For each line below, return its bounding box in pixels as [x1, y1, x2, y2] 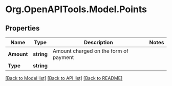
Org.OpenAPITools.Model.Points [5, 4, 147, 15]
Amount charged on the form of [52, 47, 129, 54]
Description [83, 39, 114, 46]
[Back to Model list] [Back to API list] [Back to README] [5, 75, 123, 81]
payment [52, 54, 74, 61]
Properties [5, 24, 40, 33]
